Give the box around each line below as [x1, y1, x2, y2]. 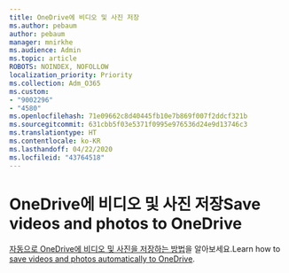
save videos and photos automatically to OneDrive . [9, 253, 195, 264]
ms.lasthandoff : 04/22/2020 [9, 144, 113, 153]
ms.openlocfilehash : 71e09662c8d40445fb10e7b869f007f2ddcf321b [9, 112, 248, 121]
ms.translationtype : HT [9, 129, 98, 137]
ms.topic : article [9, 54, 77, 63]
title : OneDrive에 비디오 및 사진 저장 [9, 12, 140, 22]
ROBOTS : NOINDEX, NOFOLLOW [9, 63, 109, 72]
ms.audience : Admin [9, 46, 82, 55]
